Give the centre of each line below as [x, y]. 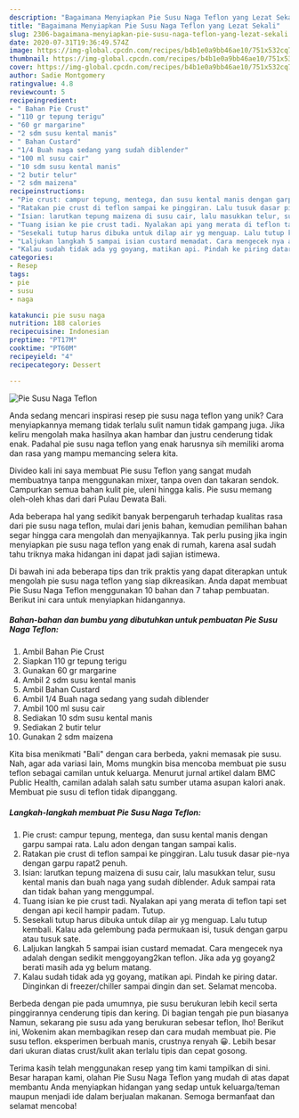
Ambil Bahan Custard [61, 690]
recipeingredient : [43, 100]
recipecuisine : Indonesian [59, 332]
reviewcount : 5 [37, 92]
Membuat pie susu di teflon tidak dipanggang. [93, 792]
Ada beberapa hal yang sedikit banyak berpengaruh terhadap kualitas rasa [146, 516]
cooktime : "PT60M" [43, 348]
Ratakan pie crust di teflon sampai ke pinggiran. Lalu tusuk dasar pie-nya [156, 854]
